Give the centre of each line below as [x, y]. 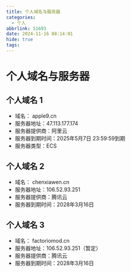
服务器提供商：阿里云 [41, 131]
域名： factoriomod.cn [42, 240]
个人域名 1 [25, 100]
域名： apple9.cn [35, 116]
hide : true [20, 39]
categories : [21, 17]
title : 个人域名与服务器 [33, 12]
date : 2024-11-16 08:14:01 [40, 34]
